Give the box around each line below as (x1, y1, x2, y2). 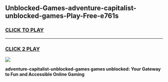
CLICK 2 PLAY (5, 45, 40, 52)
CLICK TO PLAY (5, 27, 44, 34)
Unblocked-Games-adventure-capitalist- (5, 4, 136, 12)
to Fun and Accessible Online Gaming (5, 71, 85, 77)
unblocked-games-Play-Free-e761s (5, 12, 119, 20)
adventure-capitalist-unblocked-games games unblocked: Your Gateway (5, 66, 161, 72)
